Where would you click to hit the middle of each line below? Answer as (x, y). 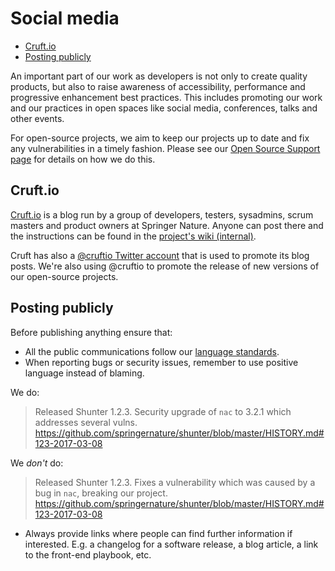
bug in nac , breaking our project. (101, 493)
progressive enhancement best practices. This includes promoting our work (166, 97)
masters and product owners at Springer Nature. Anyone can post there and (167, 225)
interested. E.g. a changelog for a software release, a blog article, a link (171, 544)
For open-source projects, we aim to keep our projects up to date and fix (160, 138)
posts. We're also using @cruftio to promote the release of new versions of (165, 266)
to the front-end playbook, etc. (88, 554)
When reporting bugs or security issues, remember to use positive (161, 362)
